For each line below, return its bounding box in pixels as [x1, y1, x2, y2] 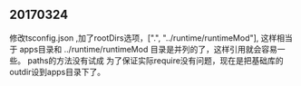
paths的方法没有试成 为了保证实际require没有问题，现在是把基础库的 [26, 54, 284, 66]
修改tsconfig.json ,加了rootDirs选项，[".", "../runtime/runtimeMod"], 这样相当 [9, 32, 293, 43]
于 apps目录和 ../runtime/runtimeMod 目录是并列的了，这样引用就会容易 [9, 43, 278, 54]
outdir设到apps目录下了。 [9, 66, 106, 77]
